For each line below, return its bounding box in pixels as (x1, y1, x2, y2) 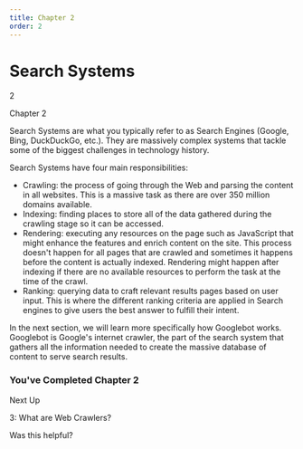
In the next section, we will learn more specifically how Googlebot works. (9, 322, 282, 333)
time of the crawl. (22, 276, 89, 287)
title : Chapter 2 (9, 13, 75, 23)
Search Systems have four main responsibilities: (9, 162, 188, 173)
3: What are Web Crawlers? (9, 412, 112, 423)
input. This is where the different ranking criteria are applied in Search (22, 295, 283, 306)
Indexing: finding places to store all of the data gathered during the (22, 209, 272, 220)
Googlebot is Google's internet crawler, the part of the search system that (9, 332, 285, 343)
